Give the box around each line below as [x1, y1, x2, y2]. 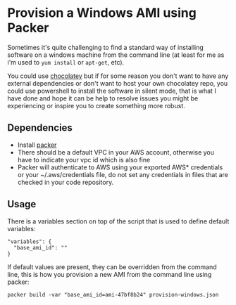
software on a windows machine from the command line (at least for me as [7, 51, 225, 59]
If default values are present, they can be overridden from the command [7, 262, 217, 271]
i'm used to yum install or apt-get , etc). [7, 58, 125, 66]
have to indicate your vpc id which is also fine [17, 155, 151, 164]
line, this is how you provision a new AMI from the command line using [7, 270, 212, 278]
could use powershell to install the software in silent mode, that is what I [7, 86, 216, 95]
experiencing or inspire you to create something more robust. [7, 101, 185, 110]
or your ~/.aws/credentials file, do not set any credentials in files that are [17, 170, 229, 179]
